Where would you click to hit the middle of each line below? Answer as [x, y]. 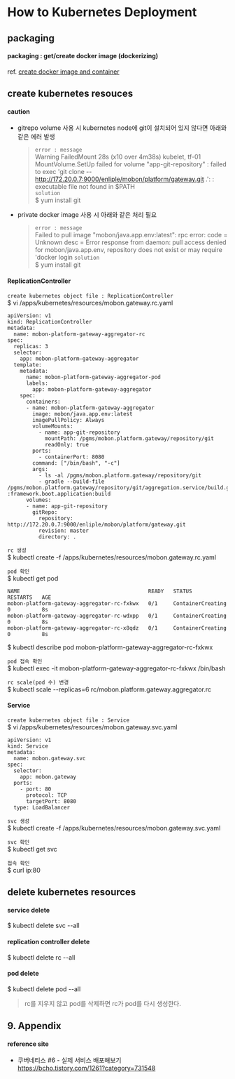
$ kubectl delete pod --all [44, 989]
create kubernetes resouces [70, 94]
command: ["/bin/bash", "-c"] [76, 463]
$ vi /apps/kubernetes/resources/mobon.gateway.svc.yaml [92, 727]
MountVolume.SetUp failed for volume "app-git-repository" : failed [131, 164]
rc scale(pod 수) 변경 [38, 682]
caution [19, 111]
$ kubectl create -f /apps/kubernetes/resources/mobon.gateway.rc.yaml [112, 557]
